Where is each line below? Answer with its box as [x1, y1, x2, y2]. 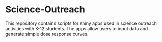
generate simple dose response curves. [5, 31, 89, 37]
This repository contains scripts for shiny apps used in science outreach [5, 20, 157, 26]
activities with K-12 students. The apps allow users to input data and [5, 25, 148, 31]
